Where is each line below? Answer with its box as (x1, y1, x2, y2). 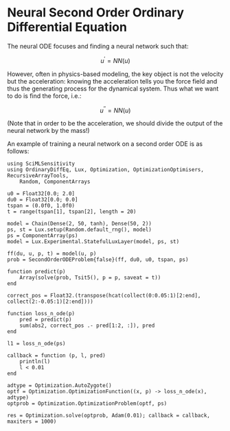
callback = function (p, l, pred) (7, 352, 106, 359)
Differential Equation (7, 19, 127, 35)
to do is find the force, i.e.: (7, 91, 82, 100)
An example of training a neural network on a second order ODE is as (7, 140, 203, 148)
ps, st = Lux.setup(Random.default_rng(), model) (7, 226, 152, 234)
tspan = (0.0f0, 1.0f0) (7, 202, 76, 210)
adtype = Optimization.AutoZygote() (7, 382, 112, 389)
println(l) (19, 358, 51, 365)
